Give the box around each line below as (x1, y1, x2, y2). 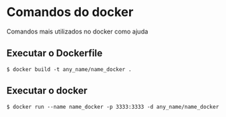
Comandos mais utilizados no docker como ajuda (6, 27, 149, 36)
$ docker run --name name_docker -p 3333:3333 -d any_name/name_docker (6, 103, 219, 110)
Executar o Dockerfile (6, 47, 103, 59)
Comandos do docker (6, 4, 134, 20)
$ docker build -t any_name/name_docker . (6, 65, 132, 73)
